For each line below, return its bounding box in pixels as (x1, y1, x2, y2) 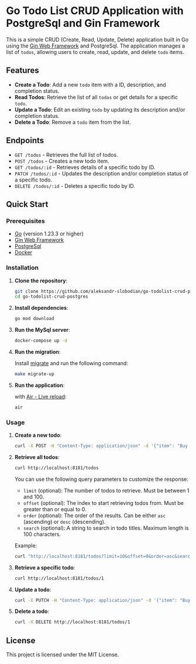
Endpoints (6, 136, 44, 146)
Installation (6, 264, 39, 272)
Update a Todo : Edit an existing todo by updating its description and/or (14, 106, 185, 113)
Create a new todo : (14, 432, 62, 439)
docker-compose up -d (14, 338, 67, 344)
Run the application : (14, 382, 65, 389)
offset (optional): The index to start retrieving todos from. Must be (23, 499, 184, 506)
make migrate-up (14, 371, 54, 377)
